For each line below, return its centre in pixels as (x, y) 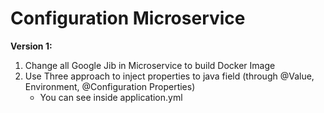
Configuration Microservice (128, 18)
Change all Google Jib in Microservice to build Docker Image (150, 65)
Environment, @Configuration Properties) (110, 86)
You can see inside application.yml (111, 97)
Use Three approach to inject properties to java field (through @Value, (169, 76)
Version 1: (31, 46)
